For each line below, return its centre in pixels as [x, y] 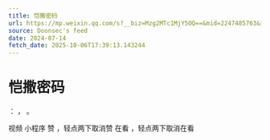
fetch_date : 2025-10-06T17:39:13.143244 [77, 46]
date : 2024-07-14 [37, 38]
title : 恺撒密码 [33, 16]
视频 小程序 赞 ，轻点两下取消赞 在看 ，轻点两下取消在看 [101, 128]
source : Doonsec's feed [48, 30]
